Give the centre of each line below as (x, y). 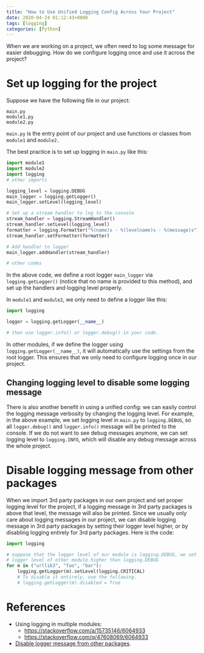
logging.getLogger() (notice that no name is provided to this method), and (99, 282)
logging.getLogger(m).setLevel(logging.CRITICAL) (81, 572)
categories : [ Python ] (34, 29)
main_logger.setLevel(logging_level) (54, 202)
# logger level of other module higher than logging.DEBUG (83, 560)
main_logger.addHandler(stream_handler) (58, 252)
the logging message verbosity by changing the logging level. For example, (100, 413)
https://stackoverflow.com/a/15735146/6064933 (85, 631)
